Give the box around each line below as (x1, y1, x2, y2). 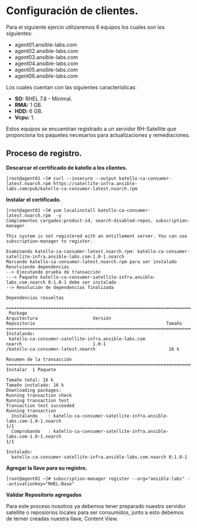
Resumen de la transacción (6, 357, 72, 362)
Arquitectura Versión (6, 315, 111, 321)
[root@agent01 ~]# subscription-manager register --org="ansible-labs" (6, 476, 185, 482)
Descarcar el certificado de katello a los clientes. (6, 164, 128, 171)
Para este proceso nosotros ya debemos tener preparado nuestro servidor (6, 502, 186, 509)
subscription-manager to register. (6, 238, 93, 244)
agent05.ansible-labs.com (14, 66, 78, 73)
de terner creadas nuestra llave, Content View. (6, 515, 118, 522)
